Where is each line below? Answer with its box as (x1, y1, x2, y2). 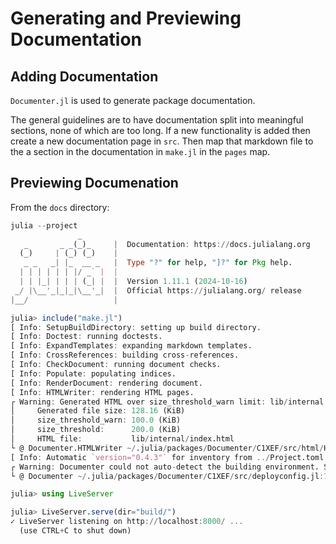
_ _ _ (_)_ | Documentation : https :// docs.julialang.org (23, 239, 311, 249)
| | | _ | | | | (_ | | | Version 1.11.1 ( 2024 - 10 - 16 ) (19, 277, 248, 287)
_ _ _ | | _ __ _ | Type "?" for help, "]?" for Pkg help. (23, 258, 293, 268)
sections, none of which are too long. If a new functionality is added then (10, 125, 311, 136)
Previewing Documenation (10, 175, 179, 192)
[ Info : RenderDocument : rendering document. (10, 378, 203, 388)
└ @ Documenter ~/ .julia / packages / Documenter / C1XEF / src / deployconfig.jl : (10, 471, 325, 481)
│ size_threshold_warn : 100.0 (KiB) (10, 415, 182, 426)
